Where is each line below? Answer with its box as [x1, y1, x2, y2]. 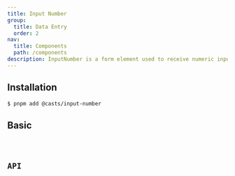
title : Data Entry [13, 23, 68, 30]
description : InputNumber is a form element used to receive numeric [7, 56, 215, 63]
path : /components [13, 50, 68, 57]
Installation [7, 82, 57, 94]
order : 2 [13, 29, 39, 37]
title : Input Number [7, 10, 68, 17]
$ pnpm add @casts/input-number [7, 100, 101, 107]
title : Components [13, 43, 68, 50]
